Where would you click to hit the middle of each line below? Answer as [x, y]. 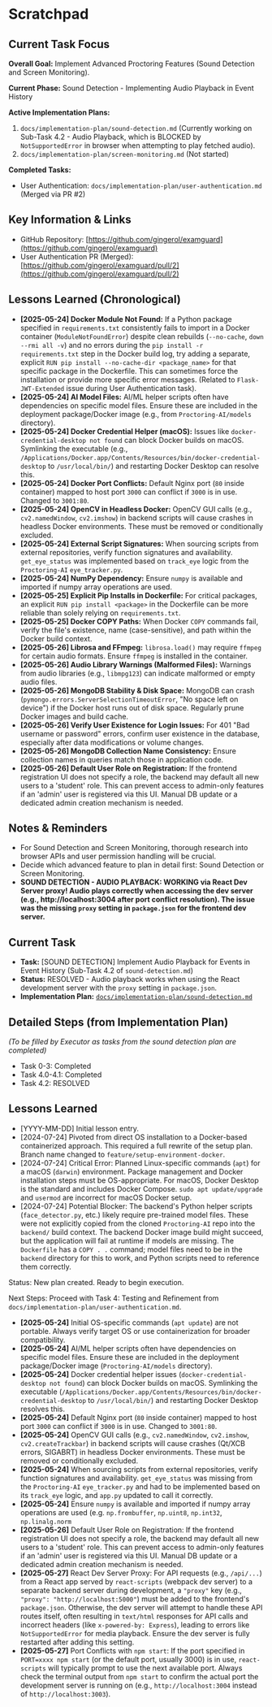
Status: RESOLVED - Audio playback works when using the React [130, 979]
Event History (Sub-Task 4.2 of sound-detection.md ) [106, 971]
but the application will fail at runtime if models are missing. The [127, 1240]
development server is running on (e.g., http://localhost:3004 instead [138, 1685]
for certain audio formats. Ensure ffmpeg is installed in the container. [134, 656]
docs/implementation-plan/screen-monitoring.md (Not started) [125, 154]
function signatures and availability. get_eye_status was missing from [136, 1478]
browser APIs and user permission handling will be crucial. [118, 856]
